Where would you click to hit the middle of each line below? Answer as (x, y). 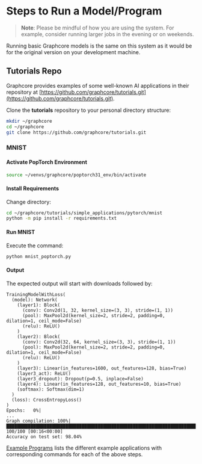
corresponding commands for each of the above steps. (75, 454)
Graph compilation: (31, 421)
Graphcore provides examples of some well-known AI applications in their (98, 85)
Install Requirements (32, 188)
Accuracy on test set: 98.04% (44, 437)
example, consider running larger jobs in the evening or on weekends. (107, 34)
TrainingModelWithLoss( (36, 294)
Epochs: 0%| (24, 410)
